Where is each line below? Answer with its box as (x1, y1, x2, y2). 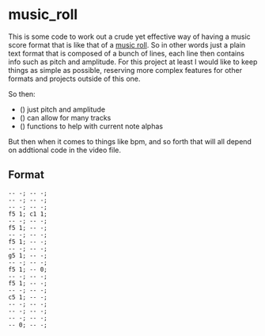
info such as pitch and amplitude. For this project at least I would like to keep (8, 57, 258, 67)
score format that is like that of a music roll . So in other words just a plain (8, 40, 246, 49)
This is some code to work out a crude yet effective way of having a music (8, 32, 251, 41)
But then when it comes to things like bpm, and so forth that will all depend (8, 136, 252, 146)
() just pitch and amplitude (19, 105, 105, 114)
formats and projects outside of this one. (8, 74, 141, 83)
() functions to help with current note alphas (19, 121, 164, 131)
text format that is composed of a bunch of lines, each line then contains (8, 48, 245, 58)
